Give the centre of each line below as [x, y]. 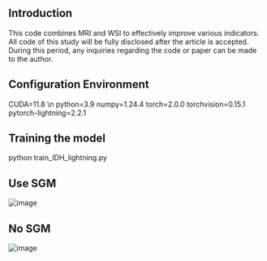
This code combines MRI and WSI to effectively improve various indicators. [134, 33]
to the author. [31, 59]
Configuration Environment [79, 85]
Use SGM [32, 183]
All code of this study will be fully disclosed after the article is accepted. [129, 41]
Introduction [41, 13]
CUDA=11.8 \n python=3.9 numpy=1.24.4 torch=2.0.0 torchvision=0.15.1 [127, 104]
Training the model [57, 139]
